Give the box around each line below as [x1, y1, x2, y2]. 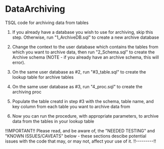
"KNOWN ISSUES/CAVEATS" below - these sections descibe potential [5, 133, 147, 139]
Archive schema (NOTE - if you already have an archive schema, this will [12, 54, 159, 60]
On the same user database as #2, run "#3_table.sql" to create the [12, 69, 146, 74]
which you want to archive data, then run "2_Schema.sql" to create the [12, 49, 155, 55]
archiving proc [12, 89, 42, 95]
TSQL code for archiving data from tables [5, 20, 89, 25]
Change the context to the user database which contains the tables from [12, 44, 159, 50]
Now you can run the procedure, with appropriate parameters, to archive [12, 113, 159, 119]
